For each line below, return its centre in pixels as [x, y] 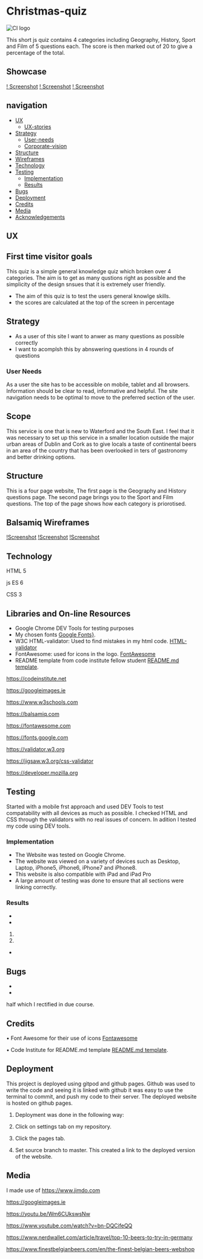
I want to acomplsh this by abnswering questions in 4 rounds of [94, 349]
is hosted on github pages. [39, 1103]
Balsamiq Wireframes [48, 523]
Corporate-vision [45, 146]
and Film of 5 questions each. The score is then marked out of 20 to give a [99, 46]
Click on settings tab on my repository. [63, 1126]
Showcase [27, 72]
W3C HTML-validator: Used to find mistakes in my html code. [92, 641]
